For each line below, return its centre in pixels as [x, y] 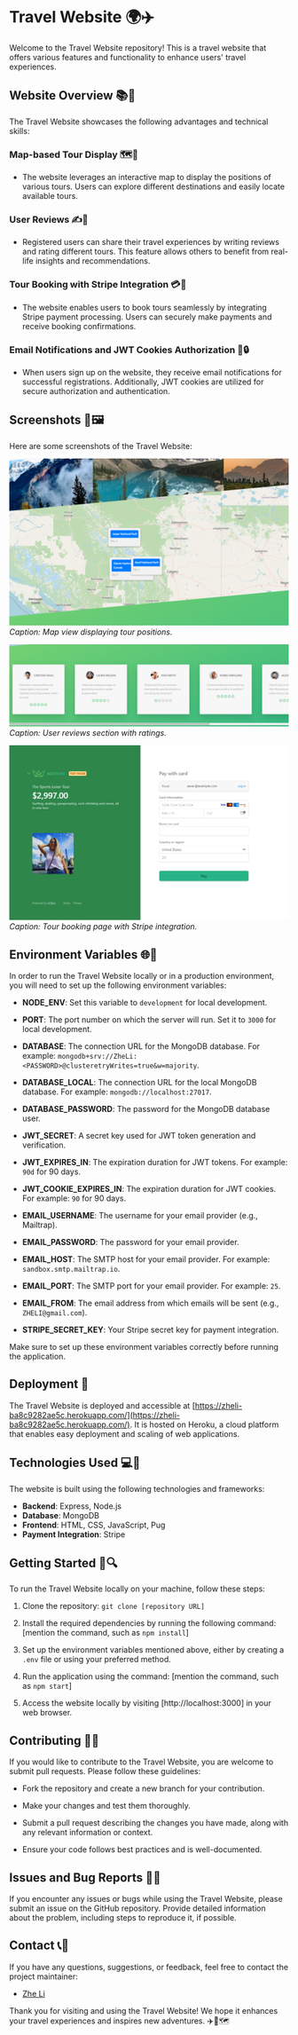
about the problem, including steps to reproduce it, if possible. [123, 1917]
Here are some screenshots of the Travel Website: [101, 446]
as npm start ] [47, 1686]
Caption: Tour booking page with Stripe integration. [103, 927]
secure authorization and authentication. [96, 390]
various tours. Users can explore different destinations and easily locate [153, 186]
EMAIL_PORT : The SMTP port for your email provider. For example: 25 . [151, 1286]
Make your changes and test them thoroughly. [106, 1806]
